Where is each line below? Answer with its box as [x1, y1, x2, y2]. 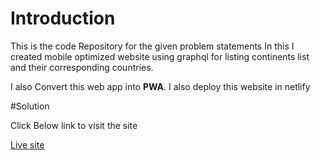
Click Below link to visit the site [10, 119, 138, 131]
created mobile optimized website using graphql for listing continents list [10, 50, 310, 62]
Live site [10, 138, 45, 151]
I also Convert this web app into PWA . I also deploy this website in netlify [10, 80, 311, 92]
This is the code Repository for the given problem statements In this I [10, 40, 295, 52]
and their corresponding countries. [10, 61, 154, 73]
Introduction [10, 7, 116, 30]
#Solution [10, 100, 50, 112]
